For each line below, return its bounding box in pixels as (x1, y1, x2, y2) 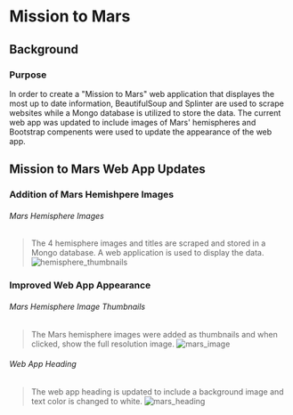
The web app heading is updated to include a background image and (30, 386, 284, 397)
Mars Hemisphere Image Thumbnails (9, 301, 146, 312)
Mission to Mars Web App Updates (9, 162, 207, 177)
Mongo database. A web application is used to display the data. (30, 248, 265, 258)
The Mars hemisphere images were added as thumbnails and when (30, 329, 278, 339)
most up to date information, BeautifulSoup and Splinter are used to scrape (9, 98, 285, 109)
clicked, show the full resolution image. (30, 338, 175, 349)
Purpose (9, 69, 47, 81)
